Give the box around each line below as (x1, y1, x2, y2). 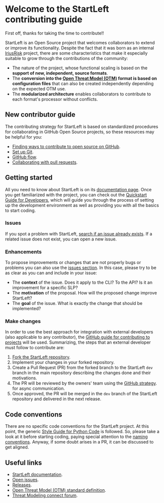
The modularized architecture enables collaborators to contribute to (12, 91, 151, 97)
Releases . (12, 482, 32, 488)
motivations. (12, 375, 38, 381)
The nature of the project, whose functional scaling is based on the (12, 65, 148, 71)
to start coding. (5, 207, 36, 213)
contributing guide (5, 14, 83, 25)
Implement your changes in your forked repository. (12, 359, 115, 365)
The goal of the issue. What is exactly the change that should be (12, 300, 143, 306)
